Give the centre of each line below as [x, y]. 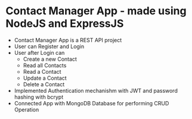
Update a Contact [45, 78]
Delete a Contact [44, 84]
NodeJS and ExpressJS [65, 24]
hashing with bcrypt [39, 97]
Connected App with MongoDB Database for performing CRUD [92, 103]
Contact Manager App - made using [96, 11]
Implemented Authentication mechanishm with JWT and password [96, 90]
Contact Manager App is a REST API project [68, 40]
